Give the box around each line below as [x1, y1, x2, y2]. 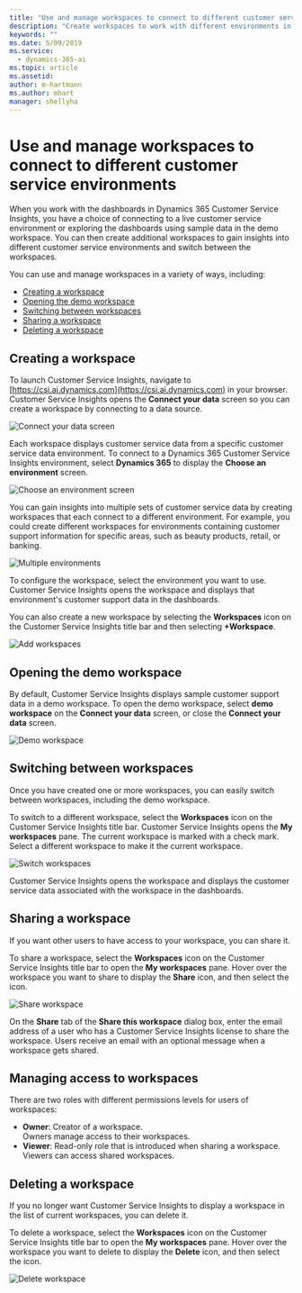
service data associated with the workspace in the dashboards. [9, 884, 244, 896]
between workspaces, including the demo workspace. [9, 794, 210, 805]
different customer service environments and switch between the [9, 242, 252, 253]
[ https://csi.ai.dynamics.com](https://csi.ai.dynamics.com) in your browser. [9, 384, 288, 395]
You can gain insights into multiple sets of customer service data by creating [9, 502, 293, 513]
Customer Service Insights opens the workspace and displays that [9, 584, 255, 595]
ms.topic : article [9, 64, 78, 73]
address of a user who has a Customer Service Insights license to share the [9, 1026, 289, 1036]
